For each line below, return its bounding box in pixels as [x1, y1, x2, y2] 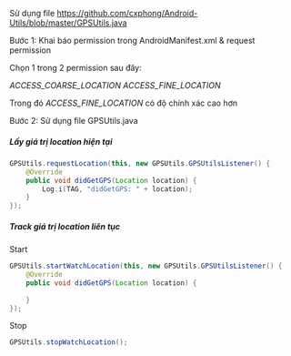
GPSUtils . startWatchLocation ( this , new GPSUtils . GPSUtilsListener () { [9, 261, 283, 271]
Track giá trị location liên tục [9, 220, 121, 231]
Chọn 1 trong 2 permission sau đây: [9, 63, 143, 73]
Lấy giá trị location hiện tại [9, 136, 113, 147]
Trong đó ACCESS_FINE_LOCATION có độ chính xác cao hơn [9, 97, 238, 108]
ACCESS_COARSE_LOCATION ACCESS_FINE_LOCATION [9, 80, 221, 90]
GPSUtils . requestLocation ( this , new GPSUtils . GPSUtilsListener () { [9, 158, 271, 168]
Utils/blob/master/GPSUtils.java [9, 17, 127, 28]
